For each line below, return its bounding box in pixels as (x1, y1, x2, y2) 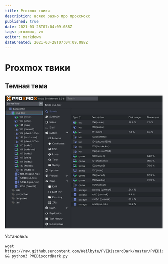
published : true (5, 19, 39, 24)
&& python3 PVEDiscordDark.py (5, 254, 68, 259)
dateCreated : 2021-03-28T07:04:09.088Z (5, 40, 88, 45)
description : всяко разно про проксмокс (5, 13, 91, 19)
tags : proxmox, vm (5, 29, 43, 35)
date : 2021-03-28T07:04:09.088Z (5, 24, 72, 29)
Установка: (5, 233, 29, 240)
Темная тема (5, 82, 48, 90)
